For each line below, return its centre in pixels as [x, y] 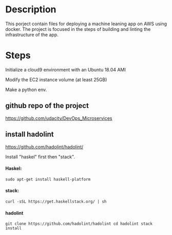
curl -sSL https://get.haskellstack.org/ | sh [56, 202]
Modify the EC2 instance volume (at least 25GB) [56, 79]
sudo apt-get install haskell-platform [48, 179]
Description [31, 10]
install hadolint [30, 134]
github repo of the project [47, 106]
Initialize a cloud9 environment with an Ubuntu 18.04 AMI [65, 69]
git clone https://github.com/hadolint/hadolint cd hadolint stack [79, 224]
